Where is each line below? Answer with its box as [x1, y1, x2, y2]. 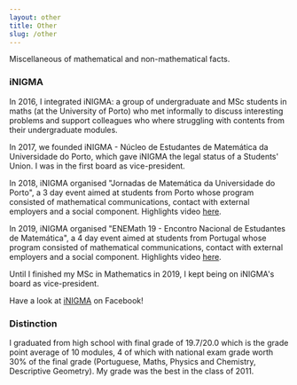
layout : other [9, 12, 62, 22]
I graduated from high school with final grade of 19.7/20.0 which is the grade [9, 337, 289, 348]
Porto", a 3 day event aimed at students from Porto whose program [9, 187, 254, 198]
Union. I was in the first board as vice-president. [9, 161, 186, 171]
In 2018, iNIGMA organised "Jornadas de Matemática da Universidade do [9, 177, 276, 188]
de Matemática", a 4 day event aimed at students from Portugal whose [9, 232, 267, 243]
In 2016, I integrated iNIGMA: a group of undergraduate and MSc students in [9, 96, 287, 106]
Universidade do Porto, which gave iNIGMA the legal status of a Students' [9, 151, 279, 161]
